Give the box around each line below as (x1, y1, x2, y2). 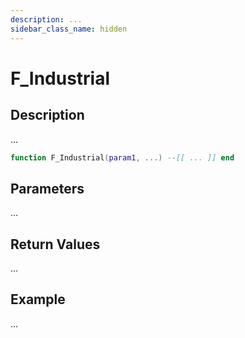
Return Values (10, 236, 101, 253)
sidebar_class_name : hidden (10, 24, 128, 34)
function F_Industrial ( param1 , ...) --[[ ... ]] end (10, 152, 235, 163)
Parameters (10, 180, 85, 197)
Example (10, 291, 66, 308)
